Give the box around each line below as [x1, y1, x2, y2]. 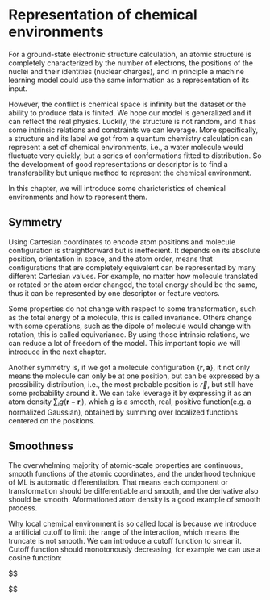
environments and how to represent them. [8, 192, 147, 202]
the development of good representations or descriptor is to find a [8, 159, 228, 169]
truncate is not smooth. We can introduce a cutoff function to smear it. [8, 536, 242, 546]
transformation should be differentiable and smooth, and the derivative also [8, 486, 259, 496]
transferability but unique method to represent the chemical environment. [8, 168, 252, 177]
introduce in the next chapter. [8, 347, 106, 356]
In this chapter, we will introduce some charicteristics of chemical [8, 183, 226, 193]
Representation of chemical [8, 6, 197, 24]
